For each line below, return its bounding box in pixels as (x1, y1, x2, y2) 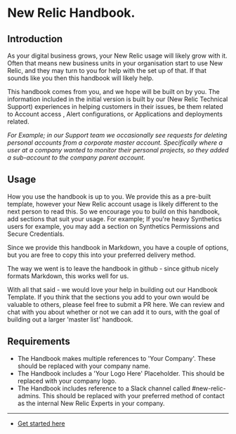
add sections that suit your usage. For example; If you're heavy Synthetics (7, 214, 223, 223)
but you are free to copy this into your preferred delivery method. (7, 251, 196, 259)
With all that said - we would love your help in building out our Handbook (7, 285, 218, 294)
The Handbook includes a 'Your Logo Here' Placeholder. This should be (17, 369, 225, 377)
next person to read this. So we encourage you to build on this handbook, (7, 207, 220, 216)
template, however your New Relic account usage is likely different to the (7, 199, 218, 208)
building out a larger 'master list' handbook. (7, 315, 133, 324)
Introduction (7, 33, 63, 45)
